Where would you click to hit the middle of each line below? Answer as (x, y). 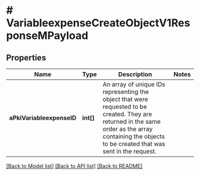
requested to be (125, 107)
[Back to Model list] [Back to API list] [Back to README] (74, 166)
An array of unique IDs (134, 84)
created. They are (127, 114)
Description (135, 74)
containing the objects (134, 136)
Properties (26, 57)
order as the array (128, 129)
